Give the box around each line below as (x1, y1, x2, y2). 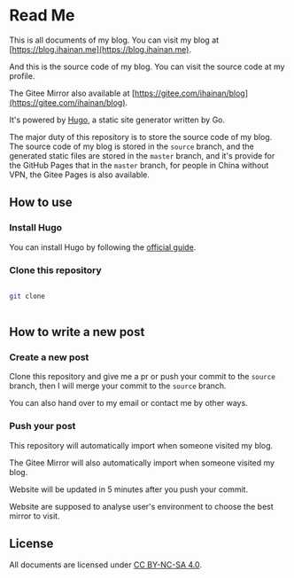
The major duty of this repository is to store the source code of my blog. (9, 131, 273, 142)
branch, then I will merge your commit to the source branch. (9, 380, 228, 391)
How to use (9, 195, 73, 210)
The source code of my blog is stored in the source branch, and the (9, 141, 254, 152)
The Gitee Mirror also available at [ (9, 88, 135, 98)
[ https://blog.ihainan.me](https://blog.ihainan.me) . (9, 43, 192, 54)
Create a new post (9, 351, 89, 363)
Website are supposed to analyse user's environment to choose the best (9, 501, 275, 512)
